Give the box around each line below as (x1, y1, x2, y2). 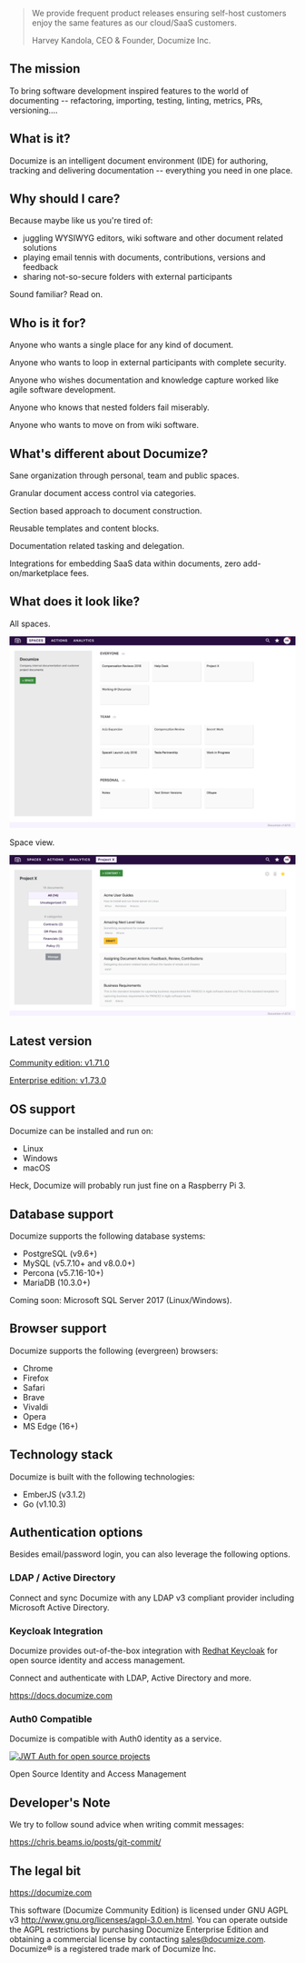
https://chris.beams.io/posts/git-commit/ (9, 1837, 162, 1848)
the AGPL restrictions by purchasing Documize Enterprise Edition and (9, 1924, 270, 1935)
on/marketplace (9, 568, 69, 579)
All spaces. (9, 618, 51, 629)
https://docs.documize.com (9, 1690, 113, 1700)
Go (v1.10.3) (22, 1499, 66, 1510)
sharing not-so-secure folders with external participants (22, 272, 233, 283)
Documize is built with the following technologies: (9, 1471, 195, 1482)
